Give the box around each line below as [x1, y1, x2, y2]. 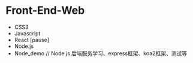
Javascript [14, 29, 41, 37]
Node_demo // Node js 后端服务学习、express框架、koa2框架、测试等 [14, 49, 187, 57]
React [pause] [14, 36, 49, 43]
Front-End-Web [5, 4, 85, 17]
